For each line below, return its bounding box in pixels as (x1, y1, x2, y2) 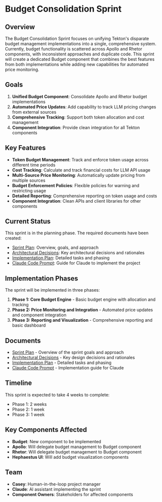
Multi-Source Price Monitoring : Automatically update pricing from (12, 172, 146, 178)
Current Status (5, 217, 51, 225)
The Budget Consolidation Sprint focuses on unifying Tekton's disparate (5, 35, 149, 41)
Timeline (5, 379, 32, 387)
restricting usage (12, 188, 46, 193)
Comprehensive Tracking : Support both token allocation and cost (12, 114, 145, 120)
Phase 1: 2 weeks (12, 401, 47, 407)
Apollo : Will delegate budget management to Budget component (12, 444, 142, 450)
